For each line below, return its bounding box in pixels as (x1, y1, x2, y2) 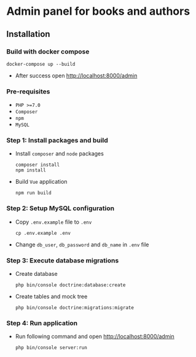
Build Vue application (15, 178, 68, 186)
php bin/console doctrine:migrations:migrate (15, 305, 134, 311)
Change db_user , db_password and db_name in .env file (15, 241, 149, 248)
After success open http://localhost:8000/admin (15, 72, 138, 79)
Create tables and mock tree (15, 293, 88, 300)
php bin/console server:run (15, 345, 87, 351)
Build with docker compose (6, 47, 90, 56)
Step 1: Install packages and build (6, 136, 109, 145)
